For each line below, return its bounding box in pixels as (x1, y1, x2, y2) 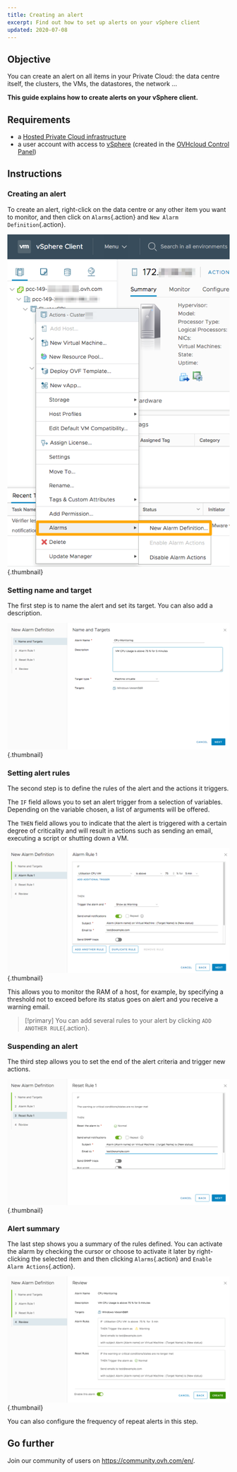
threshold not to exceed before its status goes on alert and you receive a (7, 995, 219, 1003)
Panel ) (17, 148, 37, 155)
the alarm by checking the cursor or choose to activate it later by (7, 1247, 195, 1256)
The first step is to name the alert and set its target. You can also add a (7, 601, 213, 610)
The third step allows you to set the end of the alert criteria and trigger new (7, 1057, 226, 1066)
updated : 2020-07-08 (7, 26, 68, 33)
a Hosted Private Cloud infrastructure (17, 133, 127, 141)
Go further (7, 1437, 54, 1449)
